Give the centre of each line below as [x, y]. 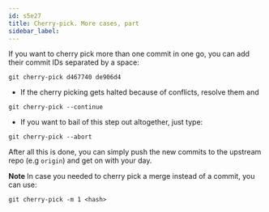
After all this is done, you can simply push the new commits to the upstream [135, 152]
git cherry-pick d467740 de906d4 [65, 78]
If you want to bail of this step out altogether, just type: [111, 122]
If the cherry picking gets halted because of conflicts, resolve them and [139, 92]
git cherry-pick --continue [56, 107]
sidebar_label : [34, 31]
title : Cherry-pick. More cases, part [74, 23]
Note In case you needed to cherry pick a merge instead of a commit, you [132, 176]
